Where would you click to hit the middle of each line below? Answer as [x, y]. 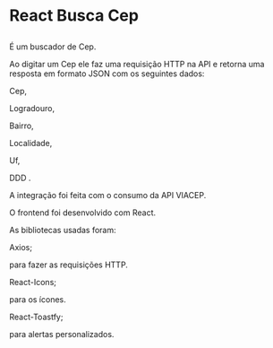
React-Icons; [33, 282]
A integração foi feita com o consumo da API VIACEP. [108, 195]
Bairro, [21, 126]
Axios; [21, 247]
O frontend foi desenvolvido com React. [83, 213]
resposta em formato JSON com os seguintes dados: [107, 74]
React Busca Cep [74, 16]
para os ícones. [38, 299]
